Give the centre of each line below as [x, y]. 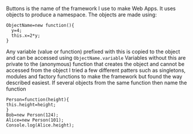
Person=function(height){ [37, 99]
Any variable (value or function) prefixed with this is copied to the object [93, 51]
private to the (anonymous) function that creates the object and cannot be [95, 64]
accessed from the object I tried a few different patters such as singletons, [96, 70]
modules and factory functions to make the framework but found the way [94, 76]
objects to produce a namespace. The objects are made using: [81, 15]
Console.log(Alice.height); [40, 125]
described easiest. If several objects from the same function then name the [96, 83]
